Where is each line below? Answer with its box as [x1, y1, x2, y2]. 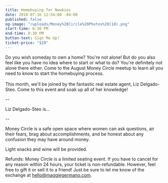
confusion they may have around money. [5, 136, 90, 142]
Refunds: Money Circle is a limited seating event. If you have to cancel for [5, 156, 158, 162]
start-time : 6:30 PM [5, 26, 49, 31]
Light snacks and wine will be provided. [5, 146, 87, 152]
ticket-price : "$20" [5, 40, 49, 45]
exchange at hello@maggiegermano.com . [5, 172, 92, 178]
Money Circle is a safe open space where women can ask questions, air [5, 125, 155, 131]
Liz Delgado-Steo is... [5, 106, 50, 112]
